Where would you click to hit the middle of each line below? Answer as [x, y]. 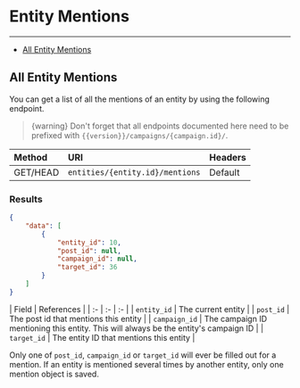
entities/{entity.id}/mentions [134, 172]
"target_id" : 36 [87, 268]
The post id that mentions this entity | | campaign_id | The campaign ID [138, 318]
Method [31, 157]
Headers [228, 157]
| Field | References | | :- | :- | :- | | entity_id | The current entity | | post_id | [150, 309]
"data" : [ [44, 226]
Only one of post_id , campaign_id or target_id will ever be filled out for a [143, 355]
